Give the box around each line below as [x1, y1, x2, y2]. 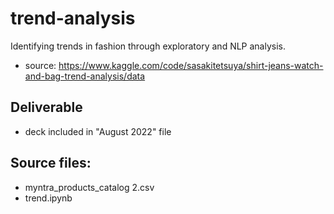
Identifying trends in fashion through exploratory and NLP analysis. [10, 40, 287, 52]
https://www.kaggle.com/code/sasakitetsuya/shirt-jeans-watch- [58, 59, 324, 71]
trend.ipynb [24, 192, 73, 204]
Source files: [10, 155, 92, 172]
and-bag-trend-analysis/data [24, 70, 146, 82]
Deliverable [10, 99, 83, 116]
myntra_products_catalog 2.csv [24, 181, 155, 193]
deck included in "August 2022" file [24, 125, 172, 137]
